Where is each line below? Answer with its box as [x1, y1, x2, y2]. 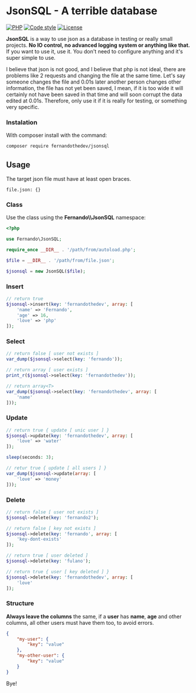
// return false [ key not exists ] [6, 525, 96, 531]
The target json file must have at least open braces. [6, 175, 132, 182]
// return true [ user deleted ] [6, 553, 89, 558]
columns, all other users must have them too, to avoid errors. [6, 619, 155, 626]
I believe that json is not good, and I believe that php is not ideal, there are [6, 65, 186, 72]
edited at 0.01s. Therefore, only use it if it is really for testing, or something [6, 97, 187, 104]
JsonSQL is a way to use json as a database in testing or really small [6, 35, 173, 42]
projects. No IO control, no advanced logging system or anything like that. [6, 41, 191, 49]
